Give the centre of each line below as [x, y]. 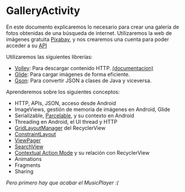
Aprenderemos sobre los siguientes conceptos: [63, 92]
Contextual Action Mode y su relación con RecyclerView [82, 152]
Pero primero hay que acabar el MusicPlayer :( [62, 183]
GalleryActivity [43, 11]
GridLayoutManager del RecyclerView [60, 128]
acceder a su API [27, 46]
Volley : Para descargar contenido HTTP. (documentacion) [84, 68]
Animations [28, 159]
